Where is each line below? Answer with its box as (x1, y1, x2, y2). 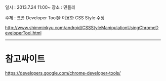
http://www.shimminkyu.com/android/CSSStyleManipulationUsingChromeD (5, 25, 159, 31)
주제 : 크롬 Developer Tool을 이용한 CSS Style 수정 (5, 15, 105, 21)
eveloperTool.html (5, 30, 42, 36)
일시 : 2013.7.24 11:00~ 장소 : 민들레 (5, 4, 76, 10)
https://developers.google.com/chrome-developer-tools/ (5, 70, 121, 76)
